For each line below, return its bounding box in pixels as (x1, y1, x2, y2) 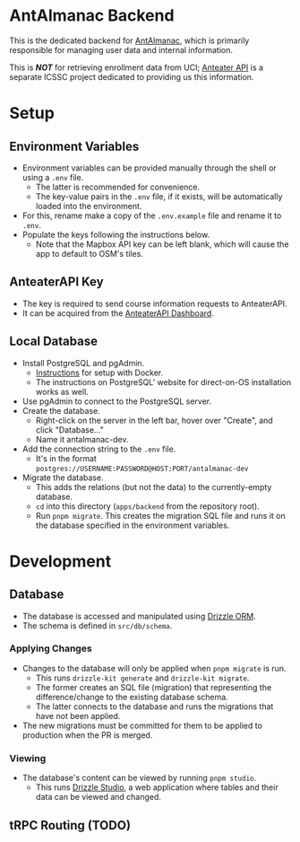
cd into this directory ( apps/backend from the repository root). (35, 500, 260, 512)
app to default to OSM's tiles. (35, 248, 143, 259)
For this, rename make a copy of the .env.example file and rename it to (21, 210, 282, 221)
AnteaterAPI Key (9, 275, 105, 290)
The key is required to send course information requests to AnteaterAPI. (21, 298, 288, 309)
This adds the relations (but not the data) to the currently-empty (35, 481, 272, 492)
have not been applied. (35, 710, 121, 721)
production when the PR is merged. (21, 729, 153, 741)
